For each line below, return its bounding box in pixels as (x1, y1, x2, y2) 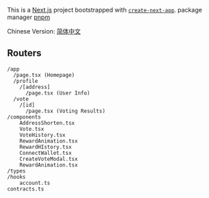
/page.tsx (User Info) (25, 89, 90, 97)
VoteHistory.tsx (19, 132, 66, 138)
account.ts (19, 180, 51, 186)
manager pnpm (7, 13, 50, 21)
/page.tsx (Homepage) (13, 71, 75, 78)
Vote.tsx (19, 125, 45, 132)
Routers (7, 47, 42, 59)
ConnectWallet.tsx (19, 149, 72, 156)
